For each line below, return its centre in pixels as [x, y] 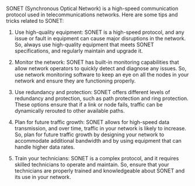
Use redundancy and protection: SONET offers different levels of [92, 92]
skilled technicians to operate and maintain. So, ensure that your [92, 164]
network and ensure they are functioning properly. [75, 81]
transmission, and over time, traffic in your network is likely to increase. [100, 128]
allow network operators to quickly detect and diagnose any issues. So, [100, 68]
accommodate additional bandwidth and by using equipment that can [98, 141]
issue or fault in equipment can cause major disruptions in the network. [100, 38]
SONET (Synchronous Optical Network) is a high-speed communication [92, 8]
